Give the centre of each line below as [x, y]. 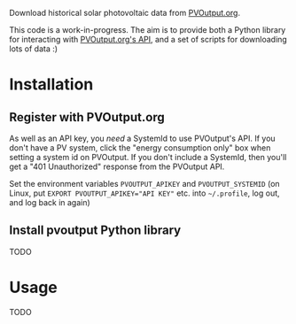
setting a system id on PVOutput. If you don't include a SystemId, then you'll [148, 157]
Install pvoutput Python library [95, 231]
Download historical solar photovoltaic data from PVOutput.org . [125, 13]
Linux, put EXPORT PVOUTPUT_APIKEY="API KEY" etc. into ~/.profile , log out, [145, 193]
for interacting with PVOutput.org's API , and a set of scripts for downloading [148, 39]
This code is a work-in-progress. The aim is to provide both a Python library [148, 30]
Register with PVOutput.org [87, 117]
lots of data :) [34, 49]
